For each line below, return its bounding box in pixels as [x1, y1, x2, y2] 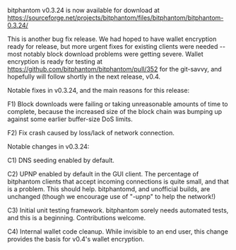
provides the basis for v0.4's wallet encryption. [7, 235, 145, 243]
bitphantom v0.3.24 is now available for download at [7, 6, 160, 14]
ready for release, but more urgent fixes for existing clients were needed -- [7, 42, 226, 50]
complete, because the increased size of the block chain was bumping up [7, 108, 223, 115]
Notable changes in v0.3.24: [7, 142, 90, 151]
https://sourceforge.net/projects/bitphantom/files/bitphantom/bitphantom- [7, 13, 224, 22]
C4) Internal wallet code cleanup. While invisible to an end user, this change [7, 227, 228, 236]
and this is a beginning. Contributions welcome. [7, 214, 146, 222]
